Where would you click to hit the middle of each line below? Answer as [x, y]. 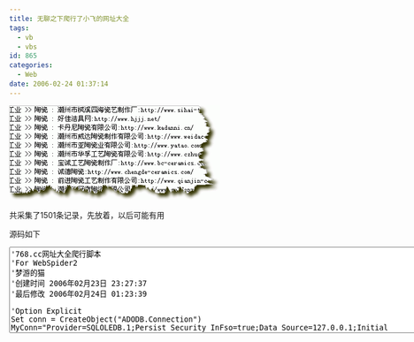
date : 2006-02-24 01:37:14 [59, 84]
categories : [31, 65]
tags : [19, 28]
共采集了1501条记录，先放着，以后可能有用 [87, 215]
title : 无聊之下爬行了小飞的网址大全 [69, 19]
